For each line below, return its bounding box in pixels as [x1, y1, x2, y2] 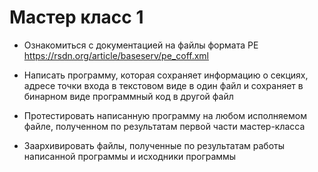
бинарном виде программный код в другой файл [23, 90, 234, 102]
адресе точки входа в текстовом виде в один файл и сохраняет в [23, 79, 304, 91]
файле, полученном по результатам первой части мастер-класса [23, 120, 306, 132]
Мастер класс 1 [9, 6, 144, 29]
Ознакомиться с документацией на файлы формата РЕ [23, 39, 259, 51]
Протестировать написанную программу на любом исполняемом [23, 109, 307, 121]
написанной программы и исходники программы [23, 150, 237, 162]
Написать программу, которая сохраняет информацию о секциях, [23, 69, 309, 81]
